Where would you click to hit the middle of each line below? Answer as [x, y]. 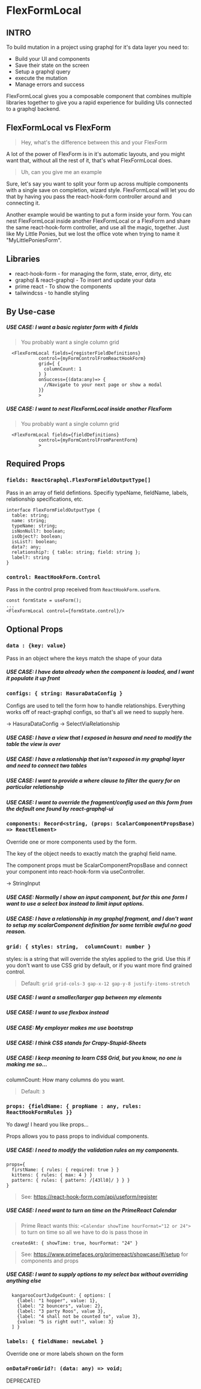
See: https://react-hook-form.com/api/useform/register [89, 1196]
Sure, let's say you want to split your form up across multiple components [97, 184]
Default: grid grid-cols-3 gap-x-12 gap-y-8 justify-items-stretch [105, 983]
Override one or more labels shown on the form [65, 1354]
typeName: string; [35, 526]
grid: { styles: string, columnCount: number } [79, 946]
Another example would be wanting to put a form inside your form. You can [99, 214]
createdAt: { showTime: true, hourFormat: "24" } [75, 1243]
